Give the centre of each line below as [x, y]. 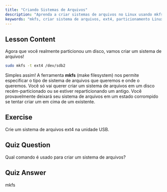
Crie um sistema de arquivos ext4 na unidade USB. [57, 129]
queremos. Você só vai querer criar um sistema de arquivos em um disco [80, 86]
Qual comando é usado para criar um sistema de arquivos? [65, 157]
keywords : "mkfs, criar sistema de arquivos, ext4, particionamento [78, 19]
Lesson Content [30, 39]
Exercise [19, 117]
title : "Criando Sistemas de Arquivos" [46, 10]
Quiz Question [28, 145]
